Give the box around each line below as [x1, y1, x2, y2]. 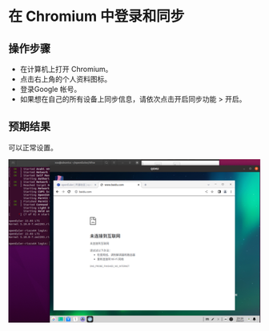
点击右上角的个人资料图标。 [19, 74, 112, 84]
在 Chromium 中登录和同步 [8, 7, 185, 26]
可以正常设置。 [8, 142, 58, 152]
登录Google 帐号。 [19, 85, 82, 94]
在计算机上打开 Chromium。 [19, 65, 113, 74]
